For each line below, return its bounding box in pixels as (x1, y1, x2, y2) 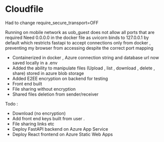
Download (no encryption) (12, 110, 66, 116)
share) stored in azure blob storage (12, 70, 84, 76)
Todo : (5, 101, 18, 106)
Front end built (12, 80, 42, 87)
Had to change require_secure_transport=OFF (5, 20, 99, 26)
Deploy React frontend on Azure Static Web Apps (12, 131, 113, 137)
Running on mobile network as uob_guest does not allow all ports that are (5, 29, 155, 35)
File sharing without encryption (12, 86, 76, 92)
